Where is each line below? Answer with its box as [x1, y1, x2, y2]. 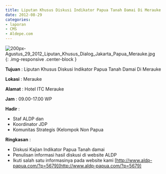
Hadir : [5, 106, 20, 112]
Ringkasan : [5, 137, 31, 142]
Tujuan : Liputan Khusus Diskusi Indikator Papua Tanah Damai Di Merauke [5, 66, 161, 72]
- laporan [5, 21, 27, 27]
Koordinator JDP [12, 121, 48, 127]
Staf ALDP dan [12, 116, 44, 122]
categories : [5, 17, 31, 22]
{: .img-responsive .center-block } [5, 56, 77, 62]
